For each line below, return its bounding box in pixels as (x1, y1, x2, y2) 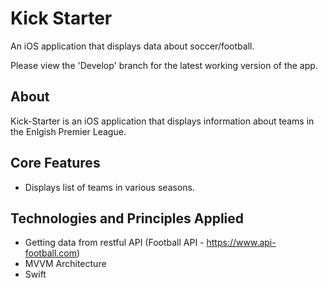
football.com (24, 247, 77, 259)
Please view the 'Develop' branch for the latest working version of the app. (10, 59, 318, 71)
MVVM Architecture (24, 258, 107, 270)
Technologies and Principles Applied (10, 210, 245, 227)
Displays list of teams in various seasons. (24, 181, 195, 193)
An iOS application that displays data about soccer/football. (10, 40, 255, 52)
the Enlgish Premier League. (10, 125, 127, 137)
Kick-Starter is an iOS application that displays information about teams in (10, 115, 315, 127)
